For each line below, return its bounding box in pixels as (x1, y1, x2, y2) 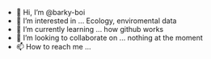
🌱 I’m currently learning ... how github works (15, 25, 164, 33)
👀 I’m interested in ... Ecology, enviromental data (15, 16, 177, 26)
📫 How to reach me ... (15, 42, 91, 51)
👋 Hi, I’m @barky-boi (15, 8, 86, 17)
